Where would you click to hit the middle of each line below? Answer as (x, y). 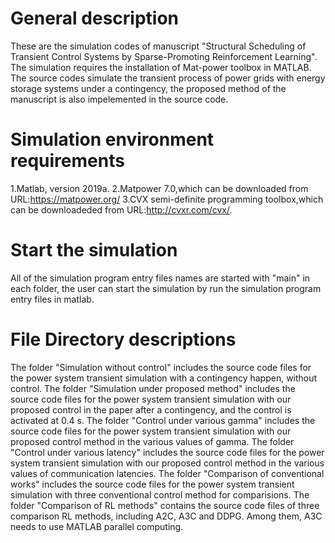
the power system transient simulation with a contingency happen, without (164, 378)
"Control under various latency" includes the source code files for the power (167, 452)
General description (94, 18)
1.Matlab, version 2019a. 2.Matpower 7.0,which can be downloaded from (159, 188)
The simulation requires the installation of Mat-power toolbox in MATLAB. (161, 67)
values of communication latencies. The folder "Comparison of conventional (167, 473)
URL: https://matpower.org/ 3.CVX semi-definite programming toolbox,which (167, 199)
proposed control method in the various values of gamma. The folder (152, 441)
